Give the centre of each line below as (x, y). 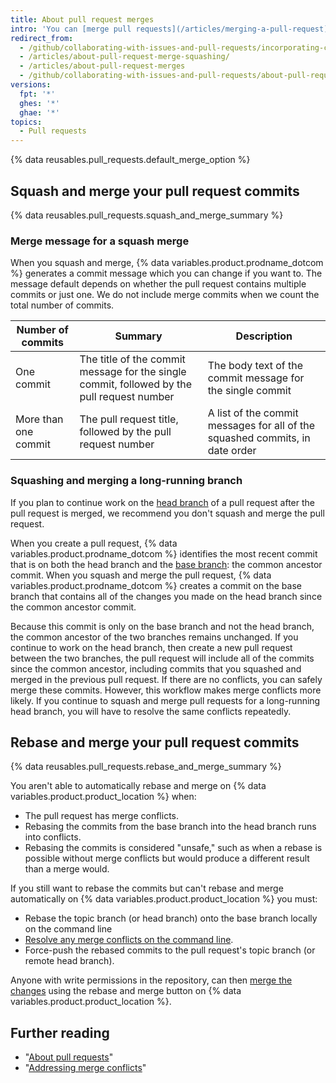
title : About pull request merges (82, 19)
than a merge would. (67, 869)
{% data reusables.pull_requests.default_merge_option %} (130, 160)
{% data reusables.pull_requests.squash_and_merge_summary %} (147, 215)
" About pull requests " (69, 1057)
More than (39, 419)
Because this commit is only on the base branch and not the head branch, (162, 626)
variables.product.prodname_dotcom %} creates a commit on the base (156, 585)
